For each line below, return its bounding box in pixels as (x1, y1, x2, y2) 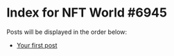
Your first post (16, 41, 58, 49)
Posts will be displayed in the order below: (6, 28, 128, 36)
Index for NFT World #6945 (6, 5, 168, 21)
